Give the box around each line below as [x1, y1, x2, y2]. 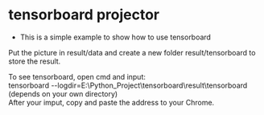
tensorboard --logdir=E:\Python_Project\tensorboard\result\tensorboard [8, 80, 248, 90]
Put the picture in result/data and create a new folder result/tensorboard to [8, 47, 256, 57]
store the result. [8, 56, 61, 66]
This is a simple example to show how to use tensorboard [19, 32, 212, 42]
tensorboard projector [8, 6, 159, 24]
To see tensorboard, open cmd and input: [8, 72, 146, 81]
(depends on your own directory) [8, 88, 118, 98]
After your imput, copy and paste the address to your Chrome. [8, 97, 215, 107]
